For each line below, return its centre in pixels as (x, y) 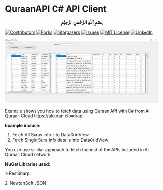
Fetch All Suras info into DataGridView (50, 134)
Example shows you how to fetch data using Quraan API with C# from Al (77, 111)
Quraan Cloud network (28, 154)
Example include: (23, 125)
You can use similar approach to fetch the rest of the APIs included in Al (77, 149)
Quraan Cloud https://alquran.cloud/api (44, 116)
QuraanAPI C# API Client (56, 9)
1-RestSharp (18, 173)
